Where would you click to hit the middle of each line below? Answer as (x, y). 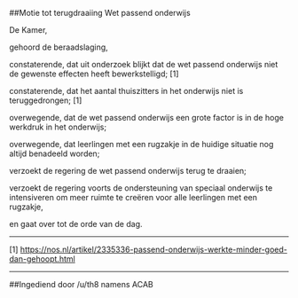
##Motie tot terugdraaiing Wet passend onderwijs (100, 13)
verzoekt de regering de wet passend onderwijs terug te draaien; (128, 171)
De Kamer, (28, 30)
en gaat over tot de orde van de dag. (76, 224)
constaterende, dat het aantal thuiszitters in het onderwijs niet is (126, 91)
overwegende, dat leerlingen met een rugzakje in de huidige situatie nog (141, 144)
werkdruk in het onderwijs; (58, 127)
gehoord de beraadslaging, (59, 47)
